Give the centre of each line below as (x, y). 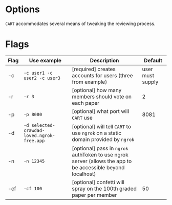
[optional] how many (97, 90)
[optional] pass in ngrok (100, 148)
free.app (34, 141)
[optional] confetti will (98, 182)
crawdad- (34, 130)
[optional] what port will (101, 111)
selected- (43, 125)
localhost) (84, 174)
